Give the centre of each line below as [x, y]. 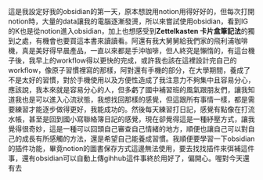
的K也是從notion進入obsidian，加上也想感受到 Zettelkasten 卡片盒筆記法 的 [128, 31]
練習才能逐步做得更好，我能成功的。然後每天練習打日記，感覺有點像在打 [131, 109]
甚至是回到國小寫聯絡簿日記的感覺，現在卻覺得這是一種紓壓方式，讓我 [142, 119]
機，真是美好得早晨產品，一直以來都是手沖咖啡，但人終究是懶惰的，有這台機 [131, 50]
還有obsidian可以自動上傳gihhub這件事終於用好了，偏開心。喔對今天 [132, 158]
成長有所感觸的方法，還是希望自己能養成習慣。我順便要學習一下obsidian [138, 139]
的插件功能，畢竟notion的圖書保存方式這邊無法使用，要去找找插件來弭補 [124, 148]
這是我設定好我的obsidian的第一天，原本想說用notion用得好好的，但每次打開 [131, 11]
